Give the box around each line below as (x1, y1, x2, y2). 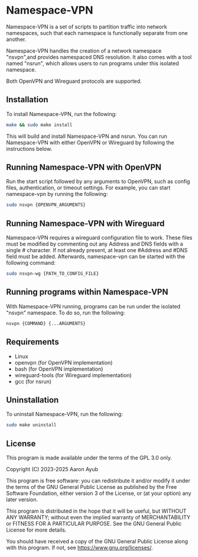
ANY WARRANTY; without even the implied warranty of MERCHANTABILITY (6, 514, 191, 521)
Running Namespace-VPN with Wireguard (6, 218, 165, 228)
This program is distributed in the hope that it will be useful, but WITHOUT (6, 507, 187, 514)
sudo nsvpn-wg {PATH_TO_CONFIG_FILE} (6, 271, 99, 277)
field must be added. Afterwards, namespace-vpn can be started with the (6, 253, 185, 260)
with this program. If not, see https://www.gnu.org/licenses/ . (6, 544, 153, 551)
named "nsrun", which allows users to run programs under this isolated (6, 60, 179, 67)
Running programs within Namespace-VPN (6, 287, 168, 297)
